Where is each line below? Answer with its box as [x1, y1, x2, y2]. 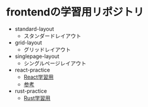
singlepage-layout [14, 53, 59, 60]
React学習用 [23, 73, 54, 80]
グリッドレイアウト [23, 46, 71, 53]
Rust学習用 [23, 94, 51, 101]
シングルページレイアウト [23, 60, 87, 67]
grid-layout [14, 39, 43, 46]
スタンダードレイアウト [23, 32, 81, 39]
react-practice [14, 66, 51, 73]
